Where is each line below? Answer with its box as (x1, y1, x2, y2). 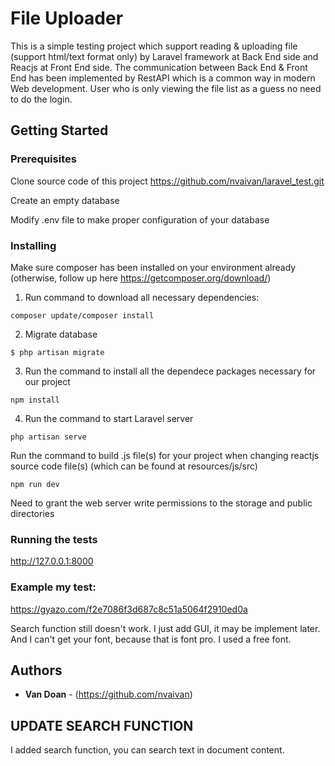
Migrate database (24, 328, 98, 340)
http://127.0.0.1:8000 (10, 555, 94, 567)
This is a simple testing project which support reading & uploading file (10, 40, 298, 52)
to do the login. (10, 93, 73, 105)
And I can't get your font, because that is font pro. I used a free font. (10, 633, 292, 645)
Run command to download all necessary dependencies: (24, 291, 260, 303)
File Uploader (10, 7, 124, 30)
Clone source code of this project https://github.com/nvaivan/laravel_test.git (10, 175, 325, 187)
